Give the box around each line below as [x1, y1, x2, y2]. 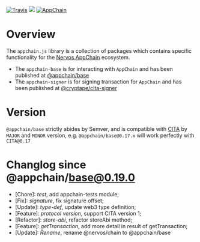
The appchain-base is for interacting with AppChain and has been [14, 65, 173, 72]
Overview [6, 28, 56, 41]
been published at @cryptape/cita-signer [14, 84, 117, 91]
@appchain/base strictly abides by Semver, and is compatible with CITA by [6, 125, 187, 132]
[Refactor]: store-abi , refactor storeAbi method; [14, 216, 133, 223]
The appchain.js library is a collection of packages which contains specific [6, 47, 192, 54]
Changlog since [6, 158, 86, 172]
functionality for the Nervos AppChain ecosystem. [6, 53, 130, 61]
